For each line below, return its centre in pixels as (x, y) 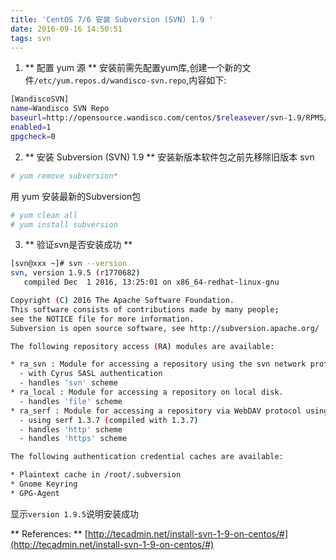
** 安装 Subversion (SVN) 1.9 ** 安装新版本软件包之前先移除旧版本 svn (169, 157)
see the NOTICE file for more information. (102, 319)
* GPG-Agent (35, 493)
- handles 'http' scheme (71, 429)
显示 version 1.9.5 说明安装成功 (75, 513)
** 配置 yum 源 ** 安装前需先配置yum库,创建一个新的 (133, 68)
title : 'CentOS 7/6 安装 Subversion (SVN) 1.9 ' (112, 19)
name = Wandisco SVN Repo (60, 109)
